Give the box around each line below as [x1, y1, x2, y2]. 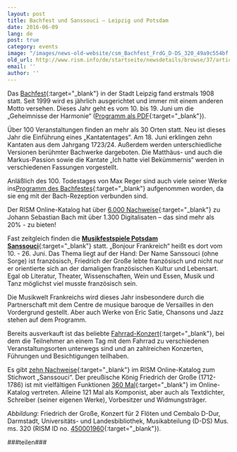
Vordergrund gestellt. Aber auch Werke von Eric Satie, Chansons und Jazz [7, 308, 224, 316]
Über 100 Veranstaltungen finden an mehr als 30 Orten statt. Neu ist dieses [7, 125, 226, 134]
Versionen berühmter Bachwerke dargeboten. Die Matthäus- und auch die [7, 148, 223, 156]
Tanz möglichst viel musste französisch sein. [7, 279, 138, 287]
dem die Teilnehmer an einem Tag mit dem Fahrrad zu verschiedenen [7, 337, 209, 345]
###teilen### [7, 438, 47, 446]
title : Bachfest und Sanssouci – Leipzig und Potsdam [7, 17, 169, 24]
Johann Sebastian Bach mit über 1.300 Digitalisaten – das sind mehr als [7, 213, 215, 221]
